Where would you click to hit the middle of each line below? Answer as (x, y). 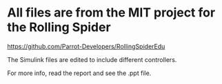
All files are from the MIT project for (111, 13)
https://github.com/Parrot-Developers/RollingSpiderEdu (86, 46)
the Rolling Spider (59, 27)
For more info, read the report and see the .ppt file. (79, 73)
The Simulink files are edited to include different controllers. (92, 59)
